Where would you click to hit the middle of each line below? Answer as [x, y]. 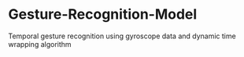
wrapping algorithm [40, 44]
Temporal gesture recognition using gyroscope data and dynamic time [122, 36]
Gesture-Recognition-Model [103, 14]
